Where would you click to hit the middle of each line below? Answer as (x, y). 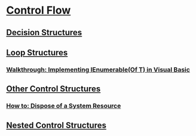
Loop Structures (37, 52)
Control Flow (39, 10)
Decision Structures (44, 33)
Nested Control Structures (56, 125)
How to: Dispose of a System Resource (64, 106)
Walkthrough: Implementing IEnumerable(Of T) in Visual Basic (98, 69)
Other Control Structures (53, 89)
